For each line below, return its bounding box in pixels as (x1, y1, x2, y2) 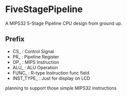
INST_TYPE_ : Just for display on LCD (12, 75, 91, 81)
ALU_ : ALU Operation (12, 64, 58, 70)
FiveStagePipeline (5, 4, 83, 15)
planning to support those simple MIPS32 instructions (5, 85, 117, 91)
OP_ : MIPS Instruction (12, 59, 59, 65)
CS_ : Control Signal (12, 48, 54, 54)
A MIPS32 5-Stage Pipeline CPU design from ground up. (5, 20, 122, 26)
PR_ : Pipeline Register (12, 54, 59, 60)
